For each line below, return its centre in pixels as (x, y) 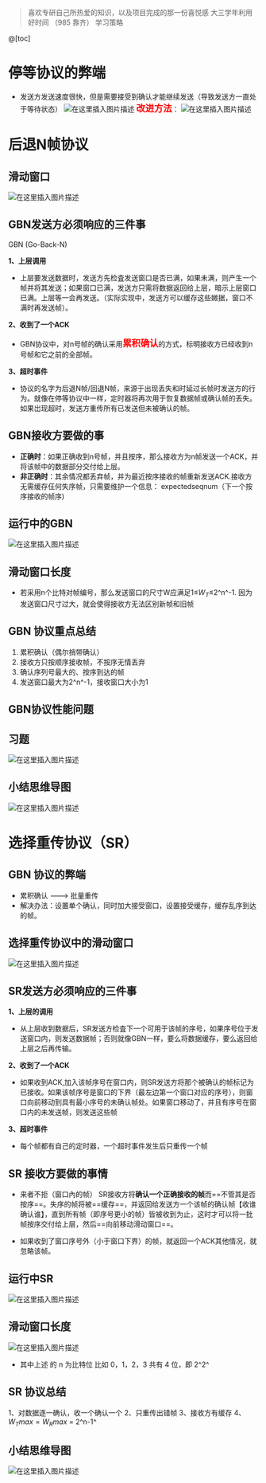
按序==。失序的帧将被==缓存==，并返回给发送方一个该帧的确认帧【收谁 (138, 1204)
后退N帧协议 (48, 145)
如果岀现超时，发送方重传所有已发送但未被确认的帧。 (107, 408)
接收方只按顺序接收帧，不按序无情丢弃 (82, 662)
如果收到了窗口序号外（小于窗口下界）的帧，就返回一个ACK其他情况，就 (138, 1241)
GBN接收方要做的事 (56, 436)
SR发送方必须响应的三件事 (73, 991)
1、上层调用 (27, 260)
